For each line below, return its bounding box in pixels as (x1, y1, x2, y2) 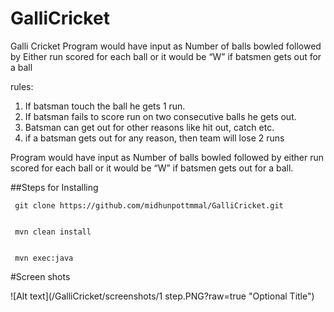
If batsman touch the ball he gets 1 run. (24, 100, 186, 112)
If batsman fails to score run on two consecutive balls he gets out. (24, 110, 297, 122)
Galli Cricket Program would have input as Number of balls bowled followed (10, 40, 322, 52)
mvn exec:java (14, 253, 74, 263)
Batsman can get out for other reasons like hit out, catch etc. (24, 121, 275, 133)
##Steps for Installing (10, 181, 99, 193)
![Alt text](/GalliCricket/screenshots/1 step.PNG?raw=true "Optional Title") (10, 290, 315, 302)
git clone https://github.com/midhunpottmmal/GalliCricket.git (14, 200, 284, 211)
